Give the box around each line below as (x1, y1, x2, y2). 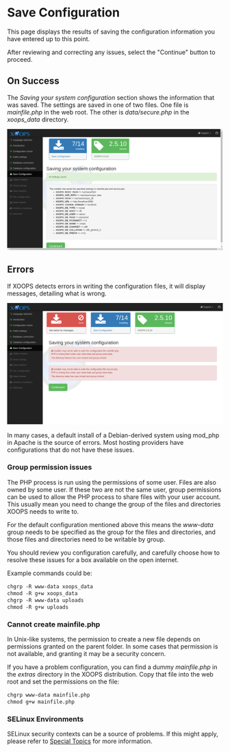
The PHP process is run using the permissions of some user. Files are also (7, 478, 217, 486)
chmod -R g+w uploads (7, 603, 69, 611)
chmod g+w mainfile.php (7, 699, 75, 705)
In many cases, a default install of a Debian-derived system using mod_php (7, 430, 220, 439)
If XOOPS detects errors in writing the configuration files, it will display (7, 282, 206, 290)
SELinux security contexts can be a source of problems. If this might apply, (7, 730, 219, 738)
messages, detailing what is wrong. (7, 289, 107, 298)
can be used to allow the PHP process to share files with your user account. (7, 492, 221, 501)
